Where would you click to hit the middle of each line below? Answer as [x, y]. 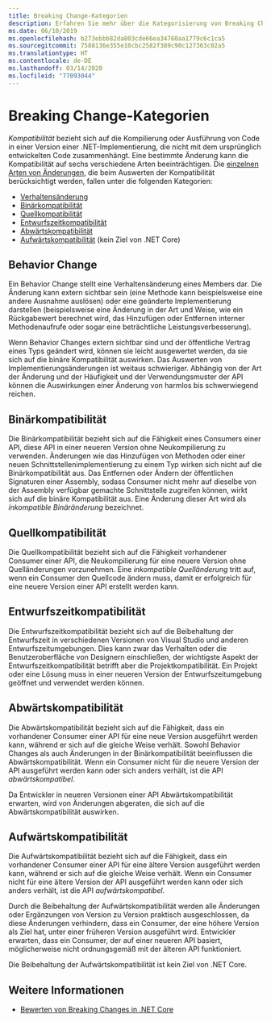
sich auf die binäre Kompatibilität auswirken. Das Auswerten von [115, 360]
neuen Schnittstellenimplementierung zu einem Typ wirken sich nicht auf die [135, 465]
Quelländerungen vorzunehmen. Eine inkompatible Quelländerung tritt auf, [132, 569]
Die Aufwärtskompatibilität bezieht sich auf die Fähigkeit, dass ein [118, 857]
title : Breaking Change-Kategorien [68, 16]
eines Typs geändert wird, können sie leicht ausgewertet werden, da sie [128, 351]
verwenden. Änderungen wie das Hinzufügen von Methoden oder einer [127, 456]
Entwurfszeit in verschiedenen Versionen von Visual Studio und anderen [128, 640]
